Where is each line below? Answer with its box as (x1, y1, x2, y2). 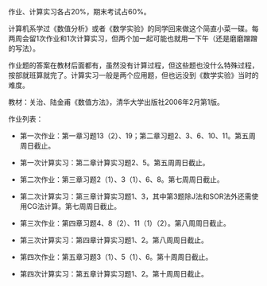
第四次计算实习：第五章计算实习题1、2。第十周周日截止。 (19, 269, 209, 278)
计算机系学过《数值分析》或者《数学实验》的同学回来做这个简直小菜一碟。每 (8, 24, 259, 33)
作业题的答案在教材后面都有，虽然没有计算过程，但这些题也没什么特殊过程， (8, 60, 259, 70)
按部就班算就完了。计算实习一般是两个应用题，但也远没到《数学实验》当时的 (8, 71, 259, 79)
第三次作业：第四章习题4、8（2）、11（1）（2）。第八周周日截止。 (19, 218, 230, 228)
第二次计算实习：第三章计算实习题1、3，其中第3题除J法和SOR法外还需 (19, 191, 252, 201)
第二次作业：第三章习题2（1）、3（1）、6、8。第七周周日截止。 (19, 175, 224, 184)
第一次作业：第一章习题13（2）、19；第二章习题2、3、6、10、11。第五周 (19, 131, 256, 141)
